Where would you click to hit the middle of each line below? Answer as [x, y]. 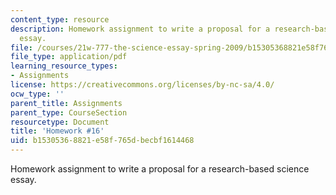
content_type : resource [60, 19]
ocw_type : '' [37, 94]
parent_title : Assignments [66, 103]
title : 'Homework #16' [57, 131]
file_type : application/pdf [69, 57]
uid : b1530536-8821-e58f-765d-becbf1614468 [102, 141]
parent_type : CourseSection [69, 112]
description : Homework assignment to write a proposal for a [140, 29]
